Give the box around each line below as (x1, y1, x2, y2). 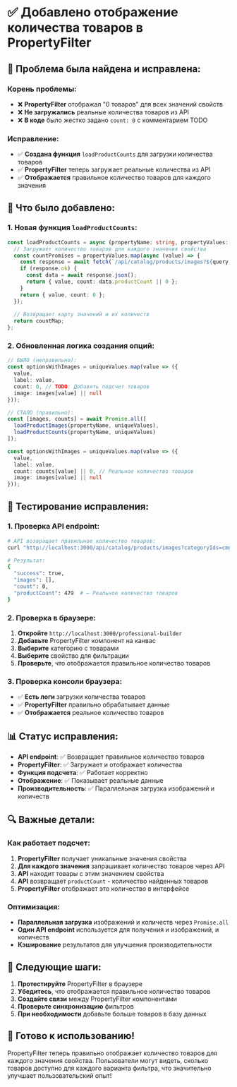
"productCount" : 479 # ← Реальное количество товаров (13, 589, 178, 596)
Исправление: (7, 133, 59, 143)
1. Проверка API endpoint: (7, 522, 100, 532)
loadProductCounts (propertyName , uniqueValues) (13, 428, 157, 436)
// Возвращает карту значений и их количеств (13, 311, 150, 318)
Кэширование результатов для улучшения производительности (17, 940, 212, 949)
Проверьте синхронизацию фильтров (17, 1002, 134, 1010)
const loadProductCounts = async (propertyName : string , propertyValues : (7, 239, 229, 246)
